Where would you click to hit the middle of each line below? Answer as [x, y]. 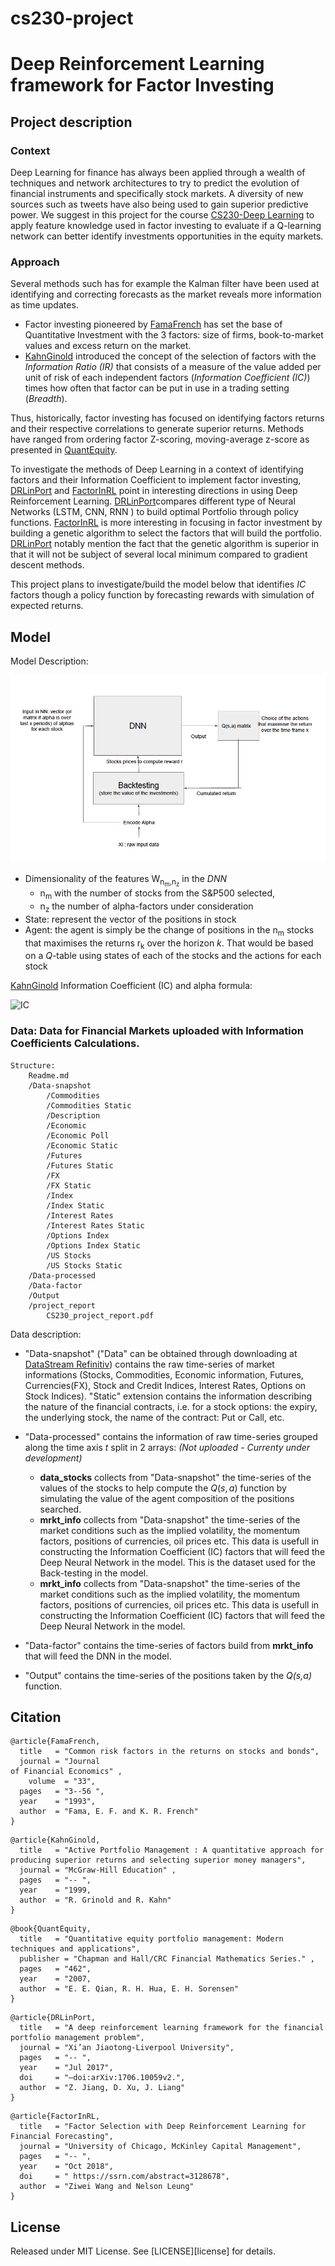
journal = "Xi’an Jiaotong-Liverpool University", [127, 2048]
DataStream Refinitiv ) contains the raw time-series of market [149, 1364]
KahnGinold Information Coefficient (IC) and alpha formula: [131, 986]
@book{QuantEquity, [51, 1929]
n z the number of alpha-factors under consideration [146, 907]
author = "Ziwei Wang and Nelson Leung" [107, 2187]
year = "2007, [55, 1979]
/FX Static [69, 1185]
